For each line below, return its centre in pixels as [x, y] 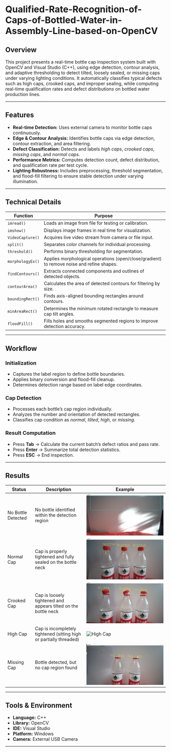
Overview [21, 50]
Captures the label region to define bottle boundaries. [69, 374]
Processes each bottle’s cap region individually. [63, 409]
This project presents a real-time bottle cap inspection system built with [81, 62]
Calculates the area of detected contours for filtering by [102, 284]
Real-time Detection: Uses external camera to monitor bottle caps [82, 127]
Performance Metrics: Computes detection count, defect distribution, [86, 160]
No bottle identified [55, 510]
